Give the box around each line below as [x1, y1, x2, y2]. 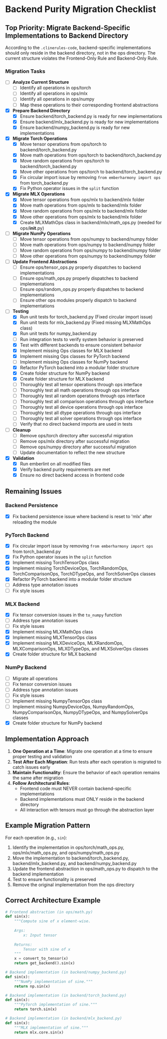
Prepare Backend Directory [12, 107, 71, 113]
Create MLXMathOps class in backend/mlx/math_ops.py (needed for [20, 219, 162, 225]
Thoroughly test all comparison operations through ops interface [20, 399, 154, 405]
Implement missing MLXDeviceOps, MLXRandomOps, [12, 640, 124, 646]
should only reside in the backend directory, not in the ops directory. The [5, 50, 156, 56]
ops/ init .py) [20, 225, 44, 231]
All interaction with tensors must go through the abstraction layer [20, 806, 154, 813]
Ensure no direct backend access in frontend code [20, 472, 124, 478]
